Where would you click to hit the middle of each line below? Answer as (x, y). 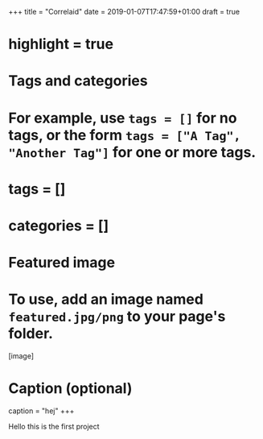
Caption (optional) (70, 389)
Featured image (62, 263)
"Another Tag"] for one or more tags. (132, 152)
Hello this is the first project (54, 427)
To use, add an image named (106, 299)
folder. (31, 334)
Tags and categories (78, 81)
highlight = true (61, 44)
